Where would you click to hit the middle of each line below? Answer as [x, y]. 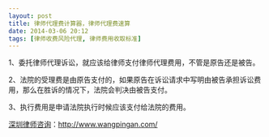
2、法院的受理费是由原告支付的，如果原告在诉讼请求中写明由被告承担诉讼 [131, 80]
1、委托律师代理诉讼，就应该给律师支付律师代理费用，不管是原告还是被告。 [134, 62]
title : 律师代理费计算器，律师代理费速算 [70, 24]
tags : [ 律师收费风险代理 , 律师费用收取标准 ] [75, 39]
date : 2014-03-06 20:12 [49, 31]
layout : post [30, 16]
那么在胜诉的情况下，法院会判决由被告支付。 [97, 90]
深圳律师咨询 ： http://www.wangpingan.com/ [83, 124]
